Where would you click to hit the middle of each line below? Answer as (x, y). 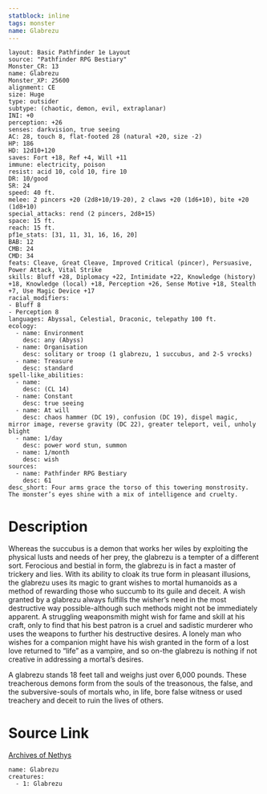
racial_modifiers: (39, 298)
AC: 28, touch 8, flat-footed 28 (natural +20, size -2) (105, 137)
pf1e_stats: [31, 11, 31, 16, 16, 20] (73, 235)
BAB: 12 (21, 242)
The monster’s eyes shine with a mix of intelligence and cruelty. (123, 495)
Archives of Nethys (40, 756)
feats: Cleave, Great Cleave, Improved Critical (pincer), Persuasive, (130, 263)
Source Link (49, 733)
